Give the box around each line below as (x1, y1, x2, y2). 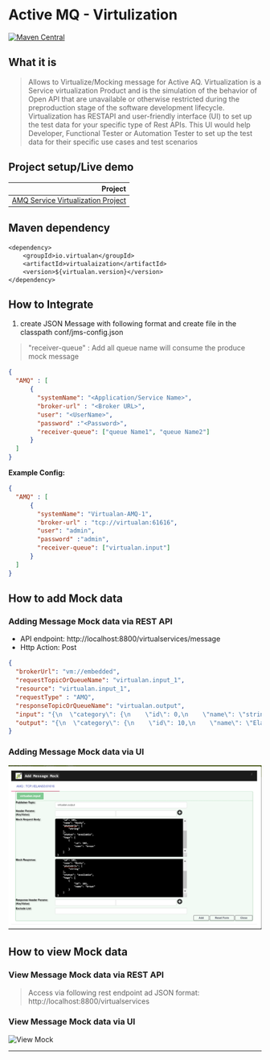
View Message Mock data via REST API (8, 969, 165, 980)
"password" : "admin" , (37, 536, 110, 544)
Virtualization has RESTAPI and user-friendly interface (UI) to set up (27, 111, 252, 121)
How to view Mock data (8, 945, 129, 959)
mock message (27, 352, 79, 362)
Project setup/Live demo (8, 160, 134, 174)
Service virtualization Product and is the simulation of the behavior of (27, 85, 257, 95)
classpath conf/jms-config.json (19, 328, 124, 337)
